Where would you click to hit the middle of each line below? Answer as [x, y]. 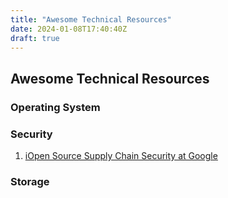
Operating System [55, 107]
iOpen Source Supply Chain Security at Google [121, 155]
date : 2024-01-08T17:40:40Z [69, 29]
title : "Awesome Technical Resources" [91, 19]
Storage [30, 181]
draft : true [35, 38]
